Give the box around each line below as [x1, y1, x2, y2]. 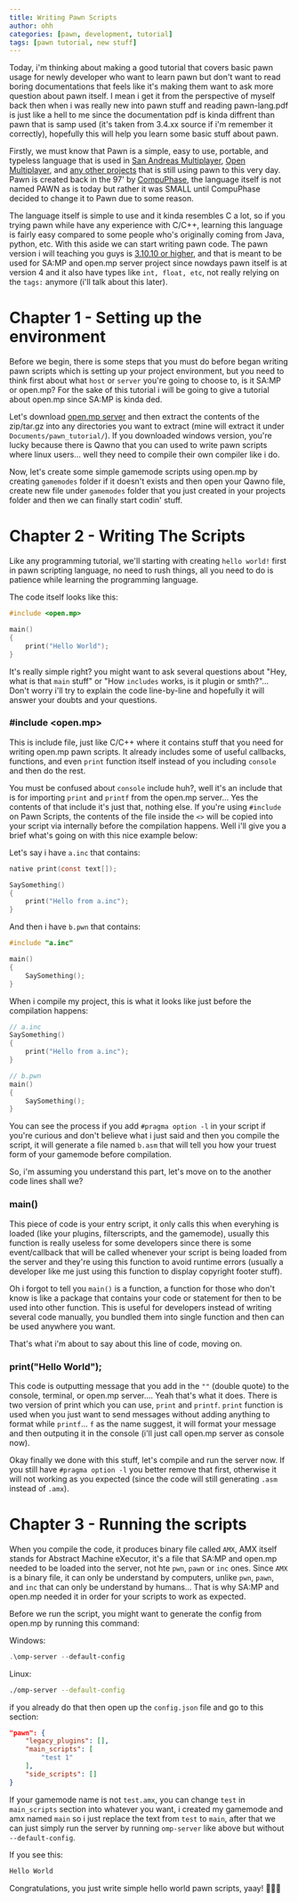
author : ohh [9, 21, 53, 30]
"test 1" [41, 1753, 74, 1762]
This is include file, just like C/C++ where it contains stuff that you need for [9, 737, 284, 747]
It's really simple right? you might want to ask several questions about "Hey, [9, 665, 287, 677]
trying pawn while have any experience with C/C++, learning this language [9, 220, 283, 231]
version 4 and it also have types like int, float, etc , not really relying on [9, 267, 280, 278]
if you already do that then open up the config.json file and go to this [9, 1702, 264, 1712]
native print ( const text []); [9, 864, 117, 873]
